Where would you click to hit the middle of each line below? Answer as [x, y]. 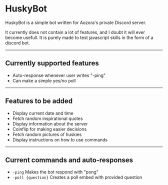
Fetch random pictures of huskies [47, 134]
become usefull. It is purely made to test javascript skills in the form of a [79, 37]
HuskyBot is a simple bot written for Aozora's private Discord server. [76, 22]
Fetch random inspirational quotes [48, 118]
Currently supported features [52, 63]
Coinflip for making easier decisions [49, 129]
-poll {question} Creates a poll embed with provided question [77, 177]
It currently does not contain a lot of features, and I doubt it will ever [75, 32]
